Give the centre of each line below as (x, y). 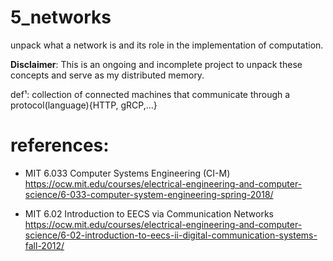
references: (60, 145)
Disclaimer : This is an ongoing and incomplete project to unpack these (156, 64)
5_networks (61, 17)
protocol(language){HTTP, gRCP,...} (84, 105)
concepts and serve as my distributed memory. (107, 75)
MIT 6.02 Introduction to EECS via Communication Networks (149, 213)
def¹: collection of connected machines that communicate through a (150, 94)
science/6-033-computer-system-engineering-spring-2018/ (149, 194)
